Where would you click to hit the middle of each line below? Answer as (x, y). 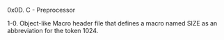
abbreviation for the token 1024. (53, 31)
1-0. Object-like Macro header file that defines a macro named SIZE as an (112, 23)
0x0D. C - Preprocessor (41, 10)
